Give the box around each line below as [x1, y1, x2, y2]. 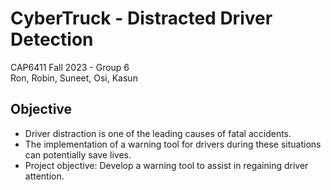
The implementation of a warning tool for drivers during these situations [24, 138, 322, 150]
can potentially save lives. [24, 148, 132, 161]
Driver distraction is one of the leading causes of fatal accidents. [24, 127, 292, 139]
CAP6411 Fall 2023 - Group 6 [10, 61, 130, 73]
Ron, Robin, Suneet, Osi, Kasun [10, 72, 138, 84]
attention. [24, 170, 65, 182]
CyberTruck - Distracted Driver [10, 7, 273, 30]
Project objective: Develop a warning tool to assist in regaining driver [24, 159, 309, 171]
